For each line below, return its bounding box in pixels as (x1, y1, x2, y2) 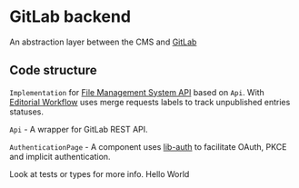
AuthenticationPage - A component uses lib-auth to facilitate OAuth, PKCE (9, 141, 287, 152)
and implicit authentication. (9, 151, 111, 162)
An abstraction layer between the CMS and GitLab (9, 36, 197, 47)
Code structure (9, 63, 97, 78)
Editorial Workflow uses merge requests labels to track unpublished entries (9, 96, 291, 107)
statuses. (9, 106, 44, 117)
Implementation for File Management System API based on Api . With (9, 86, 265, 97)
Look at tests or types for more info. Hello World (9, 168, 190, 179)
